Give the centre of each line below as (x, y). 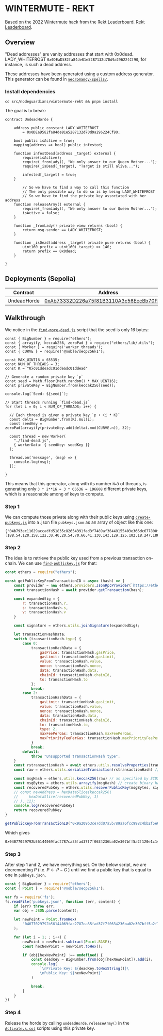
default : (31, 752)
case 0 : (30, 643)
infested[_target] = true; (50, 175)
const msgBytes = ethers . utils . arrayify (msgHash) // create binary (83, 783)
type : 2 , (48, 729)
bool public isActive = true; (44, 141)
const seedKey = (26, 424)
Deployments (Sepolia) (41, 279)
